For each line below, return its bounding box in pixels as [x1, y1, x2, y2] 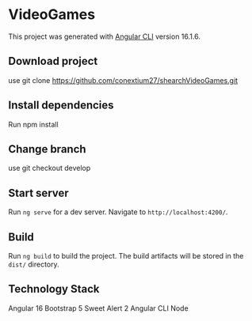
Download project [8, 55, 98, 68]
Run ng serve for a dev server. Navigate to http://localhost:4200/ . [8, 207, 228, 217]
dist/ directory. [8, 259, 59, 269]
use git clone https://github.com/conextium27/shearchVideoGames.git [8, 75, 239, 85]
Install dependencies [8, 99, 114, 112]
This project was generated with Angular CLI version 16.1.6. [8, 32, 200, 41]
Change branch [8, 142, 86, 156]
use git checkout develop [8, 164, 91, 173]
